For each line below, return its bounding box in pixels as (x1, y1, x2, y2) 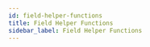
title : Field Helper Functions (8, 19, 114, 27)
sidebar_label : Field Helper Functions (8, 26, 143, 34)
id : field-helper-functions (8, 11, 103, 20)
